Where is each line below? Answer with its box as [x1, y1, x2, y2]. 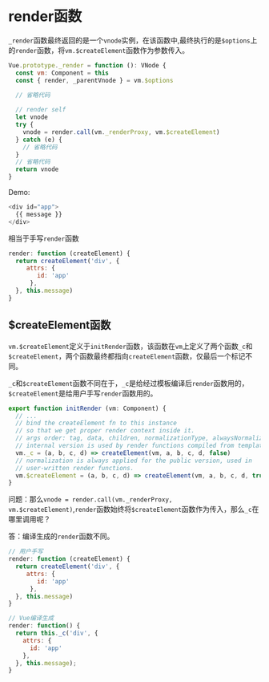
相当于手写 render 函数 [8, 233, 79, 243]
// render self [15, 106, 66, 114]
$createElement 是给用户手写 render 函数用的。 [8, 388, 158, 398]
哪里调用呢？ [8, 514, 50, 524]
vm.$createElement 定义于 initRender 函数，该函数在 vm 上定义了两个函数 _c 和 [8, 341, 253, 351]
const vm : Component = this [15, 69, 110, 77]
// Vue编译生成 [8, 615, 54, 623]
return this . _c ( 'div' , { [15, 629, 98, 637]
